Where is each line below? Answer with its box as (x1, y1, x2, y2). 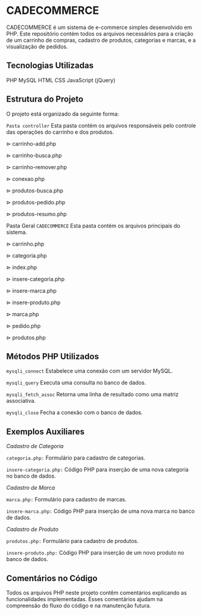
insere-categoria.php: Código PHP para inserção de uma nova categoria (6, 466, 189, 473)
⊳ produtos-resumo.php (6, 210, 68, 218)
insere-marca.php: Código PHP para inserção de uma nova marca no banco (6, 507, 195, 515)
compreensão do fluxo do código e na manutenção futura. (6, 602, 151, 609)
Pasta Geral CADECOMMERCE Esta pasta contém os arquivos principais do (6, 222, 181, 229)
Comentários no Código (6, 573, 98, 584)
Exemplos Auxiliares (6, 426, 85, 437)
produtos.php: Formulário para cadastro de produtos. (6, 538, 139, 545)
